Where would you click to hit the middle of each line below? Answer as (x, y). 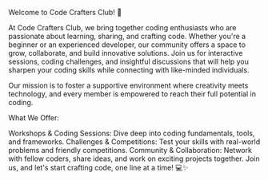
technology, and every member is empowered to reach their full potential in (132, 94)
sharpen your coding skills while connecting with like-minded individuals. (129, 70)
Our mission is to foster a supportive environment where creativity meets (128, 85)
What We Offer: (34, 118)
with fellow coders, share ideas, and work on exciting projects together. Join (134, 158)
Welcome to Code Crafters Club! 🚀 (65, 12)
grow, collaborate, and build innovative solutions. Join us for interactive (126, 53)
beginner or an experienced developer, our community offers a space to (127, 45)
